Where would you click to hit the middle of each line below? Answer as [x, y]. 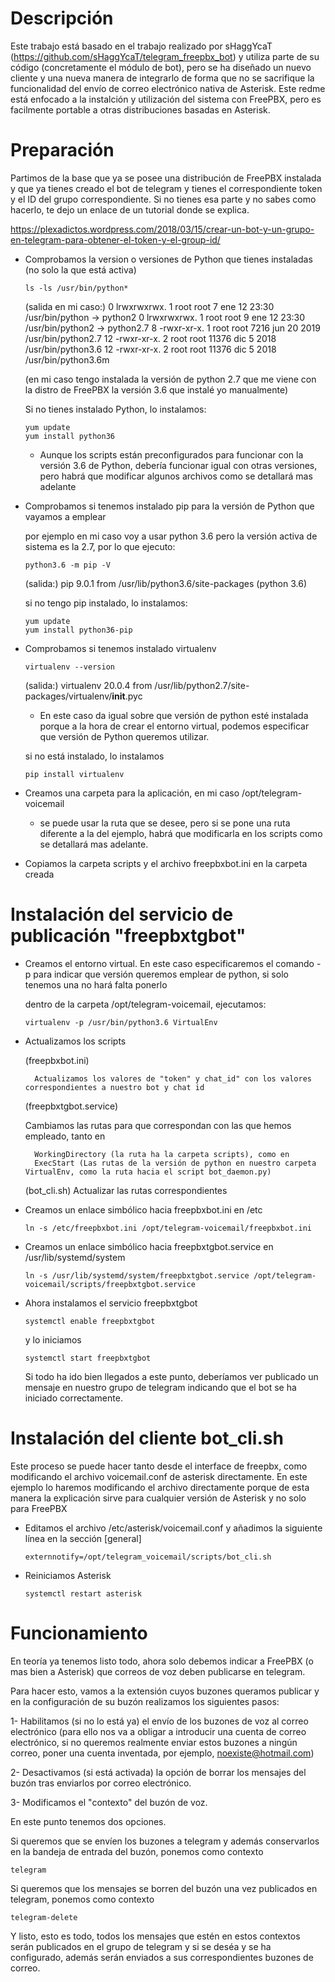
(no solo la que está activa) [80, 269]
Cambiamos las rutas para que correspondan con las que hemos [158, 1125]
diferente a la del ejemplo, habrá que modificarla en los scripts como [181, 833]
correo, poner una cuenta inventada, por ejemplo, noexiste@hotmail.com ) [162, 1753]
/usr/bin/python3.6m [67, 359]
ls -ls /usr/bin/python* [76, 288]
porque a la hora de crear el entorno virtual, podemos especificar [174, 726]
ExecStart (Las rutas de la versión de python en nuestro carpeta [175, 1163]
